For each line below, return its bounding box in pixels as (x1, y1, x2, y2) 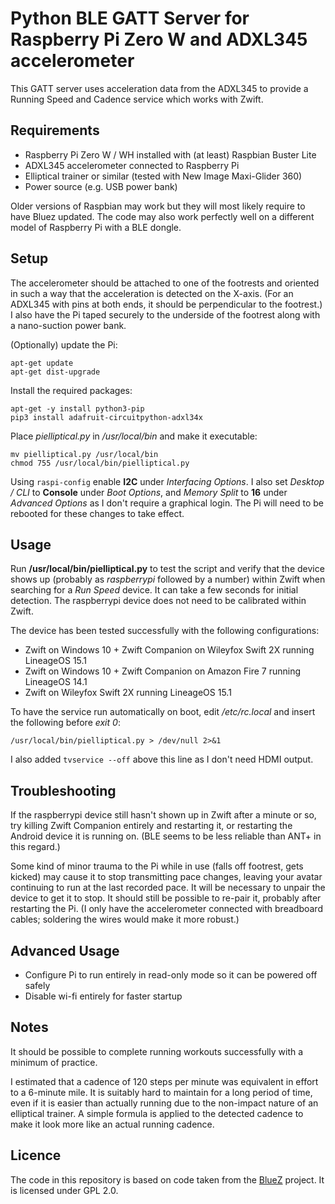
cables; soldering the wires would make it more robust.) (10, 913, 240, 926)
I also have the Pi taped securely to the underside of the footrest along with (10, 308, 321, 321)
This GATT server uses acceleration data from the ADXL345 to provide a (10, 82, 309, 94)
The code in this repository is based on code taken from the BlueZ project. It (10, 1173, 325, 1186)
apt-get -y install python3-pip (10, 403, 145, 414)
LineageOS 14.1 (24, 676, 88, 688)
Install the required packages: (10, 384, 133, 396)
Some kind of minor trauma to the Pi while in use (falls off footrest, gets (10, 860, 304, 872)
